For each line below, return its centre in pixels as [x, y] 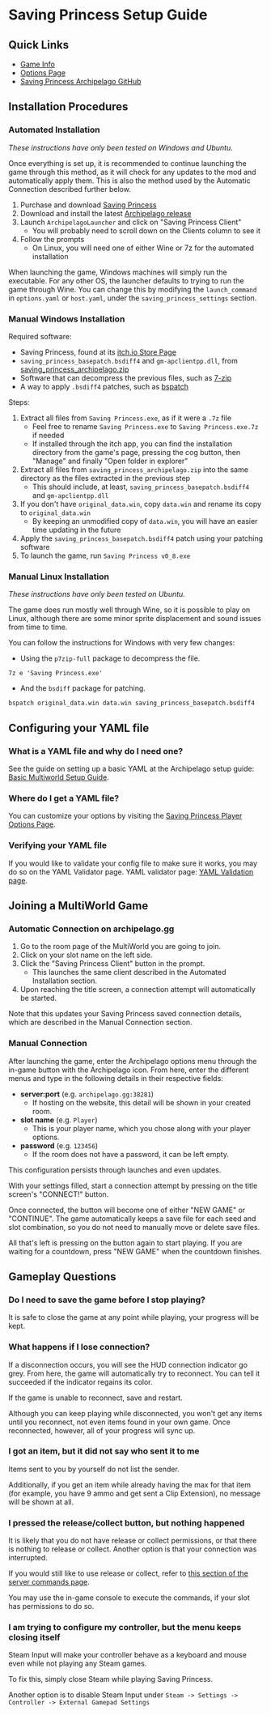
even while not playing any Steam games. [78, 1664]
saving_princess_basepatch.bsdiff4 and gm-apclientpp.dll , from [129, 360]
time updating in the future [76, 530]
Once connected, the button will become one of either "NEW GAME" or [127, 1210]
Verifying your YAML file [58, 845]
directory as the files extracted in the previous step [105, 478]
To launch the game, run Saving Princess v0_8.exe [105, 555]
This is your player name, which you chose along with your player [141, 1128]
